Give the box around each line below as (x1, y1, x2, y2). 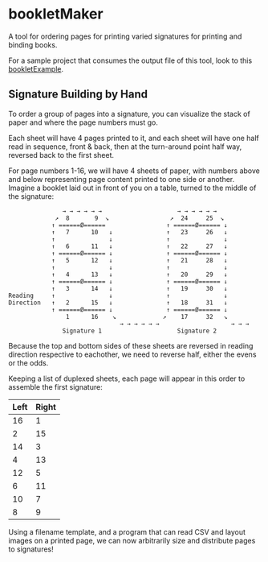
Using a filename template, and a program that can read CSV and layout (8, 527, 246, 536)
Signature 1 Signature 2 (62, 327, 217, 335)
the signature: (8, 191, 55, 201)
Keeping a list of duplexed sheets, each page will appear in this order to (8, 374, 246, 383)
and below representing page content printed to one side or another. (8, 174, 235, 184)
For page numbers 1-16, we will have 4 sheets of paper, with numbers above (8, 166, 261, 176)
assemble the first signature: (8, 382, 103, 391)
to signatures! (8, 544, 54, 554)
